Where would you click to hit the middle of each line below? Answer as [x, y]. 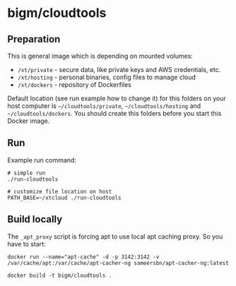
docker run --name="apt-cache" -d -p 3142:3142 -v [83, 257]
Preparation [34, 39]
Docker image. [29, 121]
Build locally [35, 219]
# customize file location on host [60, 191]
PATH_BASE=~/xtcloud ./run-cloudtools [64, 198]
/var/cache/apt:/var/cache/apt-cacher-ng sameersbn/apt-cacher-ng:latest [118, 263]
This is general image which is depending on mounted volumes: [100, 56]
